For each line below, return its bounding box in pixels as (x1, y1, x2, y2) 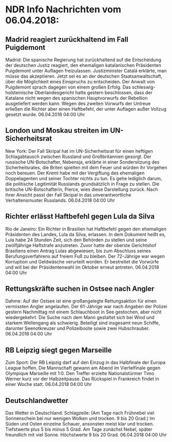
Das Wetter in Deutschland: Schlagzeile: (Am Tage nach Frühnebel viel (5, 410, 155, 416)
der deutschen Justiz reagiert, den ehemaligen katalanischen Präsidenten (5, 62, 162, 68)
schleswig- (131, 84, 156, 90)
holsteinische (5, 90, 33, 96)
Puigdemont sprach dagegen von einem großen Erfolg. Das (5, 84, 131, 90)
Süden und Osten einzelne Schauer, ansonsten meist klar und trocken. (5, 421, 154, 427)
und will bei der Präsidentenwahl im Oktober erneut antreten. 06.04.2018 (5, 264, 159, 270)
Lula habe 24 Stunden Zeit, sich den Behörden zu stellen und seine (5, 237, 147, 243)
